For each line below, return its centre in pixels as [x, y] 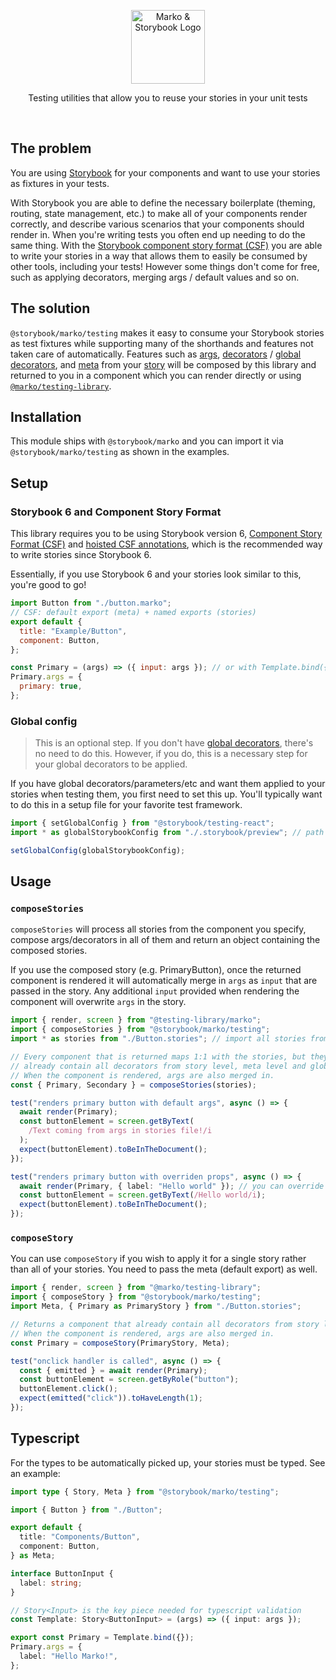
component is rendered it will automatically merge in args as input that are [164, 981]
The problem [51, 148]
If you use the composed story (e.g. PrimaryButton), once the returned [156, 970]
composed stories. [49, 951]
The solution [50, 308]
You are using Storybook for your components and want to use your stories [165, 172]
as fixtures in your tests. [60, 183]
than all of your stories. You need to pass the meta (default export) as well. [164, 1269]
